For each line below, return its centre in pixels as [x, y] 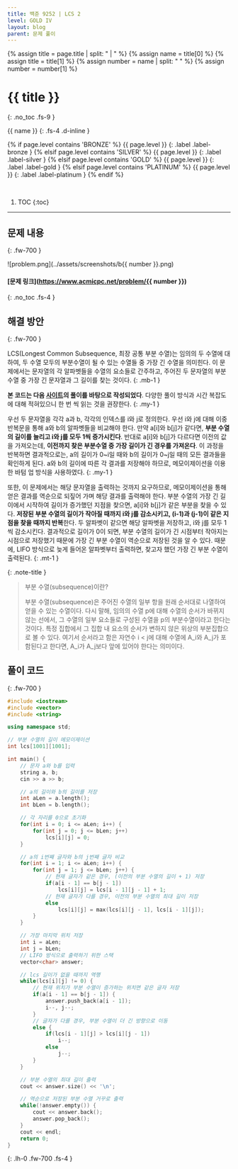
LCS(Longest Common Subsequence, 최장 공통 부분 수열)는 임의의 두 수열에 [115, 354]
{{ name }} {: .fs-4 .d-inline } [49, 131]
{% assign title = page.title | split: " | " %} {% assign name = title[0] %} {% [116, 54]
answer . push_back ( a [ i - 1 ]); [88, 1001]
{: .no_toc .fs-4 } [31, 298]
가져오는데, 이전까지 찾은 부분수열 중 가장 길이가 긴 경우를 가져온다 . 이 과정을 [119, 446]
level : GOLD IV [30, 21]
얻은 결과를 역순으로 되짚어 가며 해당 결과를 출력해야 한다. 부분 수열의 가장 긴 [113, 496]
